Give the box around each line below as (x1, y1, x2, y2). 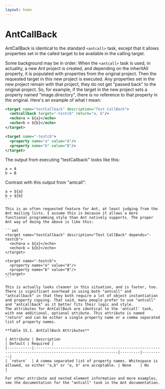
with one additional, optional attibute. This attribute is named (5, 311, 145, 316)
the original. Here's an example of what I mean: (5, 97, 101, 103)
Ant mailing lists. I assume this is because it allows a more (5, 211, 138, 216)
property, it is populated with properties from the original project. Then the (5, 71, 157, 77)
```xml (5, 228, 19, 233)
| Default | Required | (5, 341, 54, 346)
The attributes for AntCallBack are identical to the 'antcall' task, (5, 307, 154, 311)
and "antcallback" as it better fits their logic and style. (5, 302, 134, 307)
